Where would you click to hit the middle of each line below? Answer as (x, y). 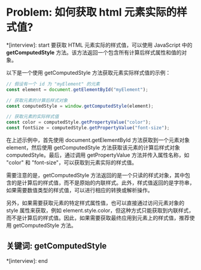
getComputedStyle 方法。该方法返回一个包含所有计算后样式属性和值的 (94, 52)
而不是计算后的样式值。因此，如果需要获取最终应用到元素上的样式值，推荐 (98, 218)
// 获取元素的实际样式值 (33, 117)
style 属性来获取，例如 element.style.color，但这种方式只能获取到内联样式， (100, 211)
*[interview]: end (27, 260)
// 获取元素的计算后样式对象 (37, 100)
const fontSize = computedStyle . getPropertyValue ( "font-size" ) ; (88, 128)
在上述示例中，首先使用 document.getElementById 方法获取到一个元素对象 (98, 140)
